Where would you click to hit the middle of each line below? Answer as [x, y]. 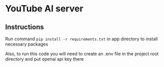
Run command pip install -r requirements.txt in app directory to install [81, 39]
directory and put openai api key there [44, 59]
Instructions [24, 27]
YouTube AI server [44, 9]
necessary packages [27, 44]
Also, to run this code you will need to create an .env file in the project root [82, 54]
